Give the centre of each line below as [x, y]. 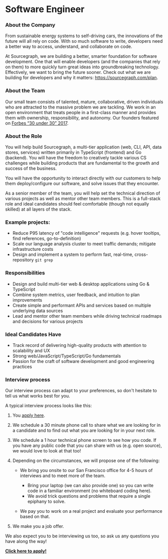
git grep [44, 260]
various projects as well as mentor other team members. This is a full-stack [83, 199]
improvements [27, 300]
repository [23, 260]
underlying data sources [38, 311]
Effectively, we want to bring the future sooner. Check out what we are [78, 72]
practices [22, 366]
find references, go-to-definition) [47, 239]
